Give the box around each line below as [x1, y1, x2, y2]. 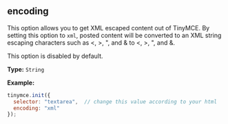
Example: [7, 79, 35, 87]
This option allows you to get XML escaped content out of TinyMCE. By [7, 23, 210, 32]
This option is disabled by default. [7, 52, 103, 60]
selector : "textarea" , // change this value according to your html [13, 98, 217, 105]
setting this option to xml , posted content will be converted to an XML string [7, 31, 222, 39]
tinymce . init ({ [7, 92, 51, 99]
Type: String [7, 65, 45, 73]
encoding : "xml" [13, 105, 60, 112]
